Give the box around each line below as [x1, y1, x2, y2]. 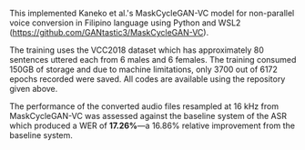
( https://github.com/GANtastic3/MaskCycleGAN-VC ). [9, 27, 209, 37]
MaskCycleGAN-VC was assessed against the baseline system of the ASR [9, 111, 287, 121]
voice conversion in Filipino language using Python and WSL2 [9, 17, 241, 28]
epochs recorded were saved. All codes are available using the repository [9, 74, 286, 85]
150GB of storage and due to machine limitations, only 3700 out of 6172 [9, 64, 278, 75]
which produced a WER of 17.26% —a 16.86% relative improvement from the [9, 120, 296, 131]
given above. [9, 84, 58, 94]
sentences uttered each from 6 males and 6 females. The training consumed [9, 55, 297, 65]
